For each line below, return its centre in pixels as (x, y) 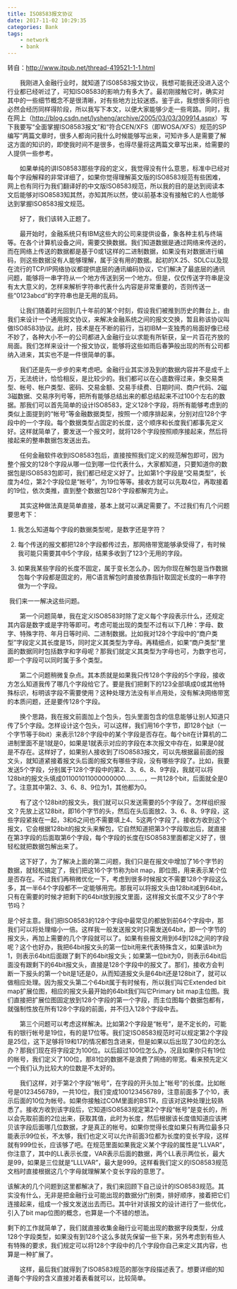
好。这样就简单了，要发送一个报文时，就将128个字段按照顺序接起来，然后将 (117, 431)
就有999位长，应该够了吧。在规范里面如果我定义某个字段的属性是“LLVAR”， (118, 1145)
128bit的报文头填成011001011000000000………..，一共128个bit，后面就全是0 (117, 778)
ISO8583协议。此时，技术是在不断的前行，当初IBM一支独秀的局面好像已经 (121, 328)
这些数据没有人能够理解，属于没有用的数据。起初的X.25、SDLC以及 (124, 260)
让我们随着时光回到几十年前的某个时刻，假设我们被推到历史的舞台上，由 (124, 310)
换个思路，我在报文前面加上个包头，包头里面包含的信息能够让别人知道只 (124, 717)
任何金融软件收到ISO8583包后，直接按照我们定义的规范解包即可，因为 (122, 455)
